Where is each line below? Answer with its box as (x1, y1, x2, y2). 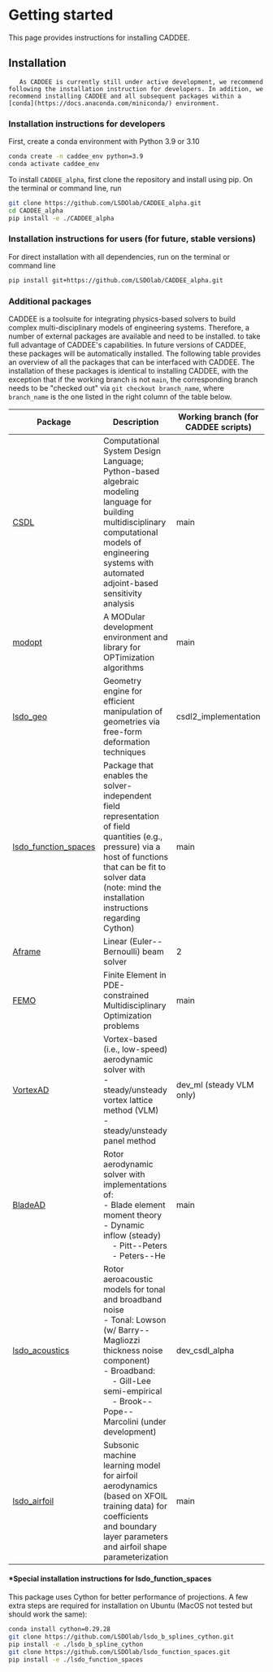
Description (112, 416, 159, 427)
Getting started (8, 6, 114, 24)
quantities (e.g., (102, 830, 162, 842)
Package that (102, 759, 154, 771)
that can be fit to (102, 861, 167, 873)
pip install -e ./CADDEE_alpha (8, 214, 115, 222)
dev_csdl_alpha (175, 1345, 234, 1356)
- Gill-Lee (111, 1375, 152, 1386)
